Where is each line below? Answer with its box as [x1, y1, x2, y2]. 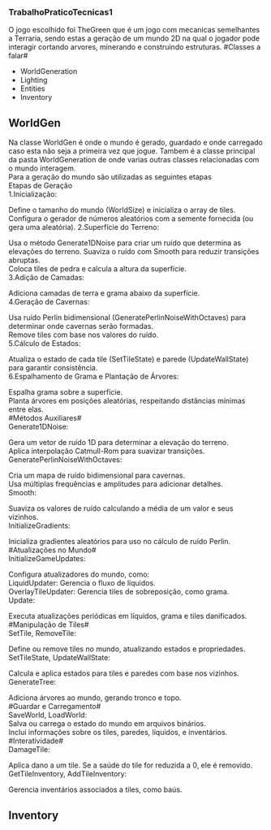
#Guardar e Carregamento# [8, 702, 101, 711]
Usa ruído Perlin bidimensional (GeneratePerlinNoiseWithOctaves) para [8, 313, 246, 322]
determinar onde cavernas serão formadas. [8, 322, 154, 331]
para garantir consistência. [8, 363, 98, 373]
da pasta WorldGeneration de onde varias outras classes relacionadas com [8, 155, 260, 165]
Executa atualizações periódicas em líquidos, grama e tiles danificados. [8, 612, 247, 621]
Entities [19, 84, 45, 93]
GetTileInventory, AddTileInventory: [8, 769, 127, 779]
